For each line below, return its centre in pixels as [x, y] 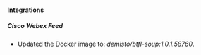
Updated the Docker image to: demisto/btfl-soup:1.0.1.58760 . [106, 44]
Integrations [26, 10]
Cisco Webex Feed [35, 26]
